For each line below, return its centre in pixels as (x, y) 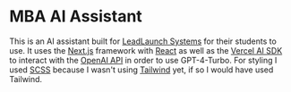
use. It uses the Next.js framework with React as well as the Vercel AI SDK (146, 50)
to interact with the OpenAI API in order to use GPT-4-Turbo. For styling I (143, 60)
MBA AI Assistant (76, 17)
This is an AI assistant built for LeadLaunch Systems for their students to (143, 41)
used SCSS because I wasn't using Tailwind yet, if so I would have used (141, 70)
